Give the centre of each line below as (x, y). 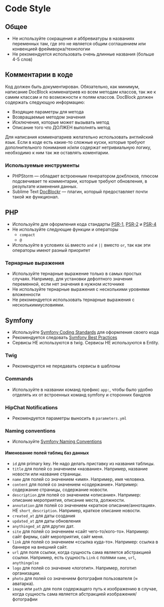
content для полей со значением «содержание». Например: (75, 485)
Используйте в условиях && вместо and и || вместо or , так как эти (81, 245)
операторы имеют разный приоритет (51, 250)
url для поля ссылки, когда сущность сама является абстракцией (82, 552)
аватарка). (23, 584)
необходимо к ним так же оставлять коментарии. (57, 152)
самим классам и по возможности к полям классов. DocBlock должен (79, 97)
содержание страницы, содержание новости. (60, 490)
